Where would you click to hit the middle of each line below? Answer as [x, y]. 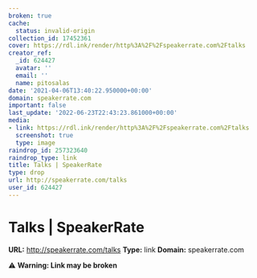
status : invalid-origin [55, 31]
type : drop [27, 173]
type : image [36, 143]
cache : [19, 23]
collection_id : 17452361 [50, 38]
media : [19, 121]
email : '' [32, 76]
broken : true [30, 16]
